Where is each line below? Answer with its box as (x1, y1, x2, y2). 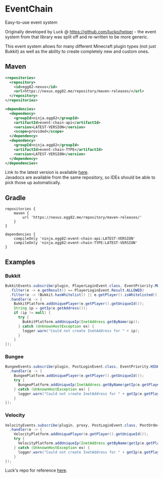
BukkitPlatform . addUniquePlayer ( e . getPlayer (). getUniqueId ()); (14, 301, 145, 306)
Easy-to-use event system (5, 19, 58, 25)
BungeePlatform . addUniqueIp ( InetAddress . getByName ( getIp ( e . (17, 382, 142, 387)
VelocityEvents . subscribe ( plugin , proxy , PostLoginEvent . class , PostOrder (5, 423, 160, 428)
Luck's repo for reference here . (5, 467, 68, 473)
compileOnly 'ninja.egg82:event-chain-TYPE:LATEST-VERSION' (14, 241, 138, 246)
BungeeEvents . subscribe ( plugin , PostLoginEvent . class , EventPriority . (5, 364, 151, 369)
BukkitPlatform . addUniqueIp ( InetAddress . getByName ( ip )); (22, 319, 140, 324)
